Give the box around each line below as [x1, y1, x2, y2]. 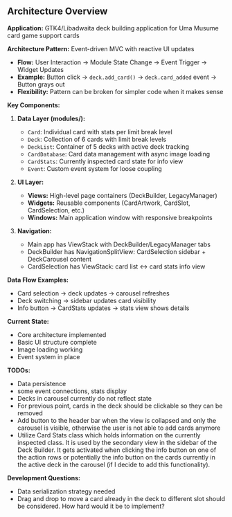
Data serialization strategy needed [17, 487, 116, 496]
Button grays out [17, 80, 65, 89]
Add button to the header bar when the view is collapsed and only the [17, 416, 217, 424]
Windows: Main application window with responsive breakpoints [27, 213, 213, 221]
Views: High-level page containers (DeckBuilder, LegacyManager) [27, 191, 217, 199]
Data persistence [17, 379, 66, 388]
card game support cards [7, 31, 80, 39]
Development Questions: [7, 473, 81, 482]
